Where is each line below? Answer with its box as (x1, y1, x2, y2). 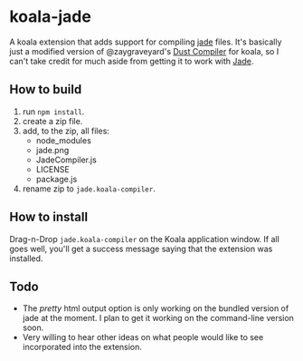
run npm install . (22, 106, 85, 117)
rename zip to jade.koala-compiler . (22, 183, 156, 194)
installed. (9, 252, 43, 264)
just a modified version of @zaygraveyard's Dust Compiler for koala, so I (9, 45, 279, 56)
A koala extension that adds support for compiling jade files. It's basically (9, 36, 282, 47)
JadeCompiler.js (35, 154, 97, 165)
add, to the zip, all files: (22, 125, 110, 136)
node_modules (35, 134, 92, 146)
